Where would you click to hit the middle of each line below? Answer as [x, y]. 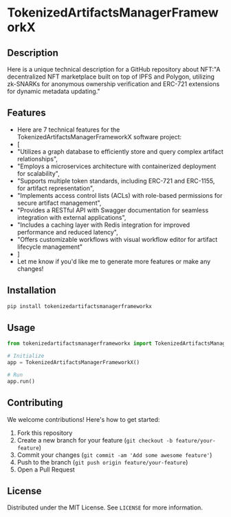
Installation [32, 291]
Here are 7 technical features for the [68, 130]
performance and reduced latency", [67, 232]
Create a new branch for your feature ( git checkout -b [95, 440]
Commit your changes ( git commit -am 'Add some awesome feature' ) [114, 455]
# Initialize [26, 356]
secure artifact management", [59, 203]
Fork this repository [45, 433]
